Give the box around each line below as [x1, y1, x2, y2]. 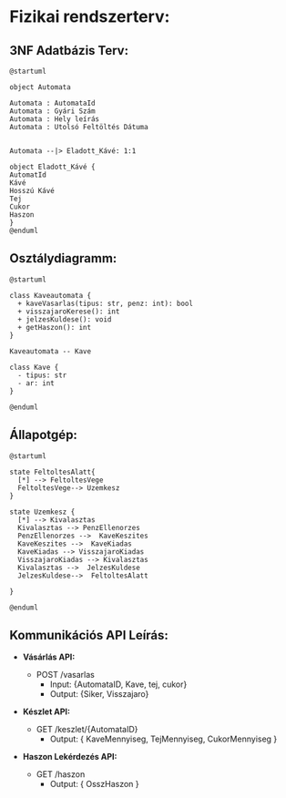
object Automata [9, 83, 71, 92]
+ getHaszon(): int [17, 322, 92, 332]
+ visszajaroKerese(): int [17, 307, 120, 316]
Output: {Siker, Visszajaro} [49, 689, 149, 700]
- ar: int [17, 378, 55, 388]
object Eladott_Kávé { [9, 162, 96, 171]
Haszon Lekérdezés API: [22, 752, 117, 762]
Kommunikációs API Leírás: [9, 628, 169, 643]
